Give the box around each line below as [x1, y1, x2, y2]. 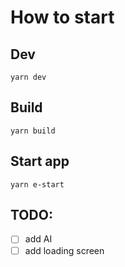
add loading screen [24, 244, 105, 256]
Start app [10, 153, 70, 170]
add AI [24, 233, 53, 245]
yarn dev [10, 72, 47, 82]
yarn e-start [10, 179, 65, 190]
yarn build [10, 126, 56, 136]
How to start [10, 6, 115, 29]
